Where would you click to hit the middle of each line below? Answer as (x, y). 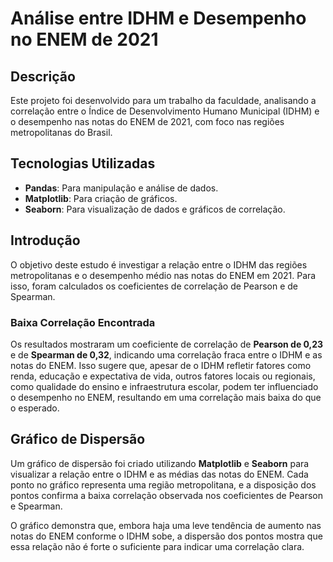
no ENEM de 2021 (84, 39)
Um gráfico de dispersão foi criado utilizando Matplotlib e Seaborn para (160, 463)
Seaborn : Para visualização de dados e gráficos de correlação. (155, 209)
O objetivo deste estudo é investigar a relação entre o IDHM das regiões (159, 264)
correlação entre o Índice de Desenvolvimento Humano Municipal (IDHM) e (165, 111)
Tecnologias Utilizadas (83, 163)
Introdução (45, 240)
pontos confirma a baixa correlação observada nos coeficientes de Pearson (166, 495)
